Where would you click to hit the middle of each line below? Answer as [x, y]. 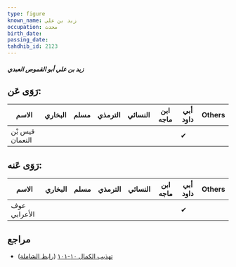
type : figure [26, 14]
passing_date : [28, 40]
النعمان [21, 140]
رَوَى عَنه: [25, 165]
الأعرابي [23, 214]
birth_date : [25, 33]
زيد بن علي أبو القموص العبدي [46, 69]
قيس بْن [23, 131]
